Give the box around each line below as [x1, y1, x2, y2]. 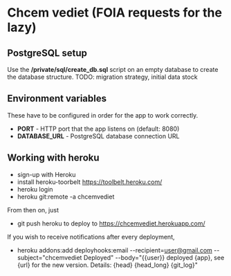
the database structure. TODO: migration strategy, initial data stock [7, 73, 198, 81]
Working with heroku [7, 152, 100, 164]
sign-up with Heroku [17, 170, 76, 178]
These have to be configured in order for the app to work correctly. [7, 111, 198, 119]
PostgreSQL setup [7, 47, 88, 59]
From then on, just [7, 205, 59, 214]
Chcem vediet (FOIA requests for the [7, 5, 223, 21]
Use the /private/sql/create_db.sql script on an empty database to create [7, 66, 219, 73]
